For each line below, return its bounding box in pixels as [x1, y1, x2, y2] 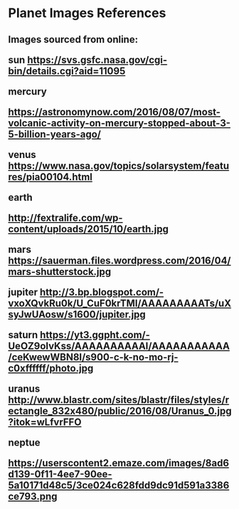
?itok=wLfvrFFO [8, 416, 82, 428]
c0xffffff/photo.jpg [8, 362, 94, 374]
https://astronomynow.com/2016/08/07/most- [8, 105, 221, 118]
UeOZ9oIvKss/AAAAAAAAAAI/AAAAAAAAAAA [8, 340, 230, 352]
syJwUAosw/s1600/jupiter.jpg [8, 308, 147, 320]
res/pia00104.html [8, 171, 93, 183]
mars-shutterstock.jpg [8, 266, 112, 278]
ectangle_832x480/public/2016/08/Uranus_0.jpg [8, 404, 232, 417]
